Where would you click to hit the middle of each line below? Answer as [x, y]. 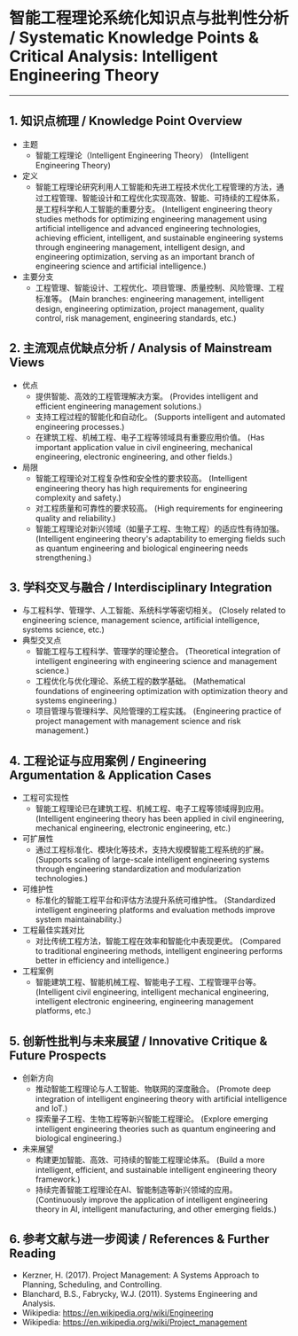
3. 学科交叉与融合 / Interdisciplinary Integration [141, 587]
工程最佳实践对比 [53, 930]
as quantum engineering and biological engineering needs [141, 548]
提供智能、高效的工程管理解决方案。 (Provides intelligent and [147, 396]
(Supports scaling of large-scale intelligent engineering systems [153, 860]
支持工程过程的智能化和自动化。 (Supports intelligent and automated [160, 417]
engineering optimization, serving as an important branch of [145, 256]
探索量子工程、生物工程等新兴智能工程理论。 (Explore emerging [152, 1119]
